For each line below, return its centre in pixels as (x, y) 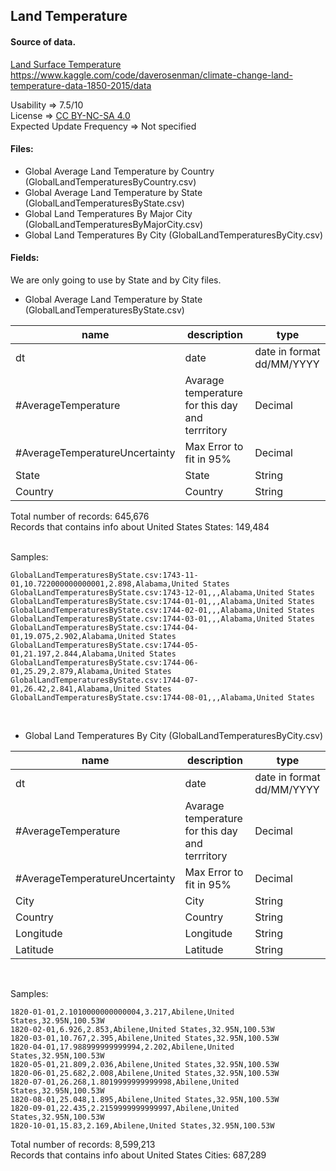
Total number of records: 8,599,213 (83, 1144)
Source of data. (43, 41)
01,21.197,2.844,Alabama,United (77, 654)
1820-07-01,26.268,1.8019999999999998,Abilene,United (125, 1082)
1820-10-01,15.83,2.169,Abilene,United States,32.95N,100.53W (142, 1126)
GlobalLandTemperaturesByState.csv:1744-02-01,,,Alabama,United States (162, 610)
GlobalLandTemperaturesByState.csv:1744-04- (104, 628)
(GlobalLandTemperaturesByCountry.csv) (110, 181)
